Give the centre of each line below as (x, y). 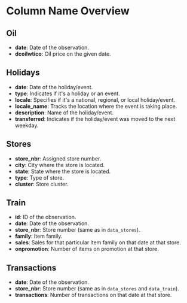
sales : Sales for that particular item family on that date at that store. (98, 243)
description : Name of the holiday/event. (64, 113)
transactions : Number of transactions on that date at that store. (93, 295)
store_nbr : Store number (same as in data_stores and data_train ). (97, 289)
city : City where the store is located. (60, 165)
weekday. (27, 125)
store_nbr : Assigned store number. (58, 158)
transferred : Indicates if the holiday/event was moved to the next (95, 119)
